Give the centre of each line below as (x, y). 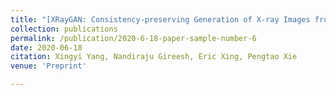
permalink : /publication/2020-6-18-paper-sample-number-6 (133, 38)
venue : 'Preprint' (48, 66)
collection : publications (64, 29)
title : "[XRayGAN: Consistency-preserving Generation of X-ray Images (160, 19)
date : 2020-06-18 (46, 47)
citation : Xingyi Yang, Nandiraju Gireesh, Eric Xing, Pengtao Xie (154, 57)
